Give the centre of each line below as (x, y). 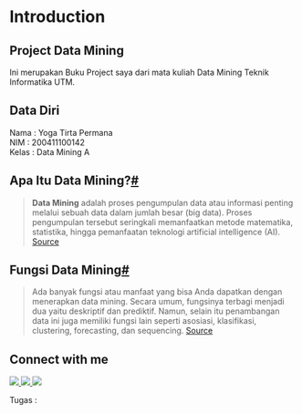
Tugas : (24, 400)
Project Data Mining (67, 51)
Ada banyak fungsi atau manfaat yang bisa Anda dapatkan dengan (157, 292)
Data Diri (35, 111)
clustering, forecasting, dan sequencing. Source (122, 331)
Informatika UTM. (42, 82)
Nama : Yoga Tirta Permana (61, 132)
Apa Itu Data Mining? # (74, 181)
